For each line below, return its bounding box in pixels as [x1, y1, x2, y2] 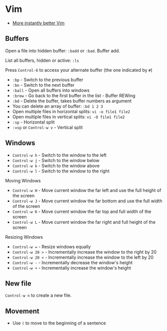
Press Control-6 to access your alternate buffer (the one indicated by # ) [5, 67, 153, 73]
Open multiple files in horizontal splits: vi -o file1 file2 [12, 108, 131, 114]
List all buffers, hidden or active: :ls [5, 57, 79, 63]
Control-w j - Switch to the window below [12, 157, 100, 163]
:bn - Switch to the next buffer [12, 82, 75, 88]
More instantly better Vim [12, 20, 65, 26]
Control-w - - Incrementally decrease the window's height [12, 259, 133, 265]
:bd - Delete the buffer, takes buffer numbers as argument [12, 98, 132, 104]
